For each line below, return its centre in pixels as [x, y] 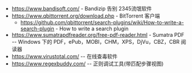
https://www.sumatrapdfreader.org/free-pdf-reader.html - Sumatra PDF [98, 35]
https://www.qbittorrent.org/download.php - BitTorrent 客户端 [86, 16]
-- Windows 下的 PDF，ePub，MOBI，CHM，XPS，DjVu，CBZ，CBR [95, 42]
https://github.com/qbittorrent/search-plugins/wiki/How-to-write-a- [102, 22]
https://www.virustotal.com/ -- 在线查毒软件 [65, 56]
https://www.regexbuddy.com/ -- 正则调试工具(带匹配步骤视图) [88, 64]
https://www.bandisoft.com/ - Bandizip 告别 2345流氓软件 [82, 8]
